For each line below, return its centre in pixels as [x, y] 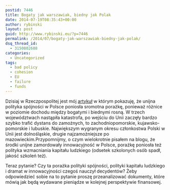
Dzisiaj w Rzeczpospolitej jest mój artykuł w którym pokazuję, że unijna [80, 101]
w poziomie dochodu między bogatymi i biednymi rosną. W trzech [75, 112]
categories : [18, 53]
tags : [11, 63]
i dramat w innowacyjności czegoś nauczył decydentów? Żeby [71, 171]
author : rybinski [24, 24]
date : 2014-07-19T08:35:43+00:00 [41, 20]
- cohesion [22, 72]
